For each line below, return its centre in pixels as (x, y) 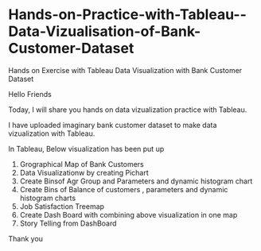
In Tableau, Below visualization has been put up (86, 149)
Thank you (26, 238)
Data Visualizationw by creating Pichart (84, 172)
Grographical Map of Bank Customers (82, 164)
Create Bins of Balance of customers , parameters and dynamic (124, 189)
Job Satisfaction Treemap (62, 206)
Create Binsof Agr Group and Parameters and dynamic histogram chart (136, 181)
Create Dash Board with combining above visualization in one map (129, 214)
